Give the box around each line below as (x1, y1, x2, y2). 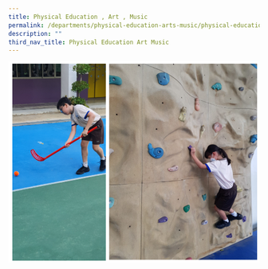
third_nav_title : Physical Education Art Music (8, 38, 170, 46)
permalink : (8, 21, 45, 29)
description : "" (8, 29, 62, 37)
